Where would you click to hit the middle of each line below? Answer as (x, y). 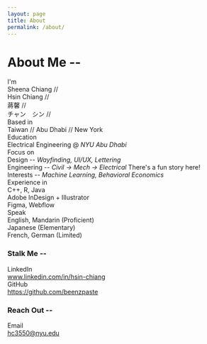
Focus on (21, 152)
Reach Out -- (30, 310)
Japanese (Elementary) (41, 228)
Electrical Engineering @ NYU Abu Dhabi (67, 145)
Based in (20, 122)
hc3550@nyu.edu (34, 333)
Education (22, 137)
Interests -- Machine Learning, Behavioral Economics (86, 175)
